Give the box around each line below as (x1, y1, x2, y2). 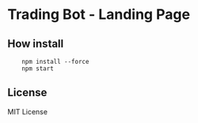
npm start (21, 65, 55, 73)
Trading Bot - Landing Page (7, 6, 191, 24)
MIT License (7, 106, 48, 116)
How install (7, 37, 64, 50)
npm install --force (21, 58, 89, 65)
